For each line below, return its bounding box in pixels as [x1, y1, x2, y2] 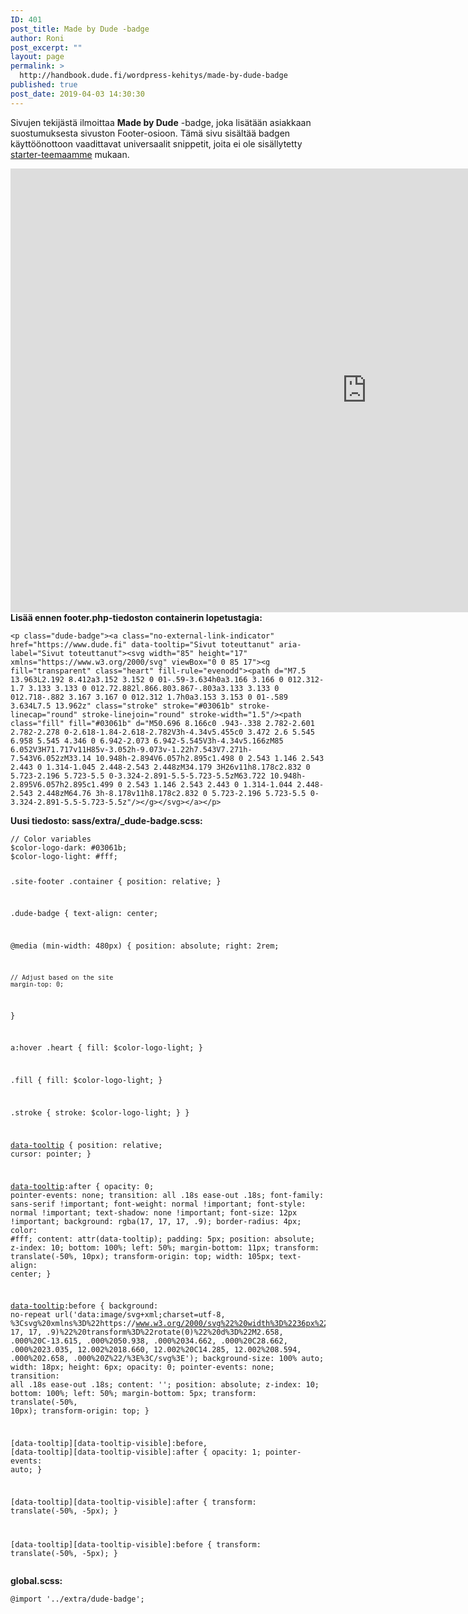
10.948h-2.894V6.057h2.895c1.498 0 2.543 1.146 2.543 [95, 753, 325, 763]
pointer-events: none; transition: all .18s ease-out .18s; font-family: [10, 1190, 325, 1200]
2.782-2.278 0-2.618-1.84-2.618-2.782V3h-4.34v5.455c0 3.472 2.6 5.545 [10, 727, 315, 737]
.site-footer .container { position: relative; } [10, 876, 222, 886]
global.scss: [10, 1574, 63, 1586]
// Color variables [10, 834, 92, 844]
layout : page [10, 52, 65, 62]
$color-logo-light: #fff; [10, 851, 118, 861]
